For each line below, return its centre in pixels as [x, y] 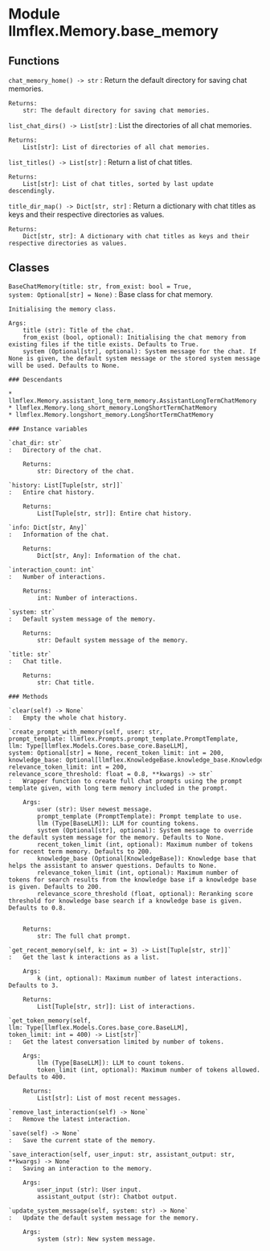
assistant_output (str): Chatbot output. [108, 1196]
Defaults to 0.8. [37, 908]
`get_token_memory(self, [50, 1020]
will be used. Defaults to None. [64, 365]
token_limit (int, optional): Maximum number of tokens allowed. [149, 1070]
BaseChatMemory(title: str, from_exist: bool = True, [100, 287]
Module [34, 14]
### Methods [28, 696]
